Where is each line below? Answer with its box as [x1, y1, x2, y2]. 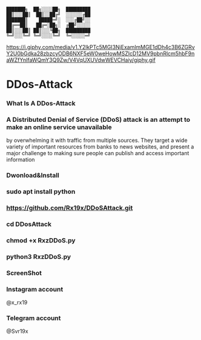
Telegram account [6, 314, 61, 322]
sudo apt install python [6, 187, 76, 196]
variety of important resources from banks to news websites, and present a [6, 143, 194, 150]
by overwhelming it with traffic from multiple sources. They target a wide [6, 137, 188, 144]
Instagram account [6, 285, 64, 293]
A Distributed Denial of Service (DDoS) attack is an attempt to [6, 116, 191, 124]
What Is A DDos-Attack [6, 99, 76, 108]
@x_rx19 [6, 299, 28, 306]
